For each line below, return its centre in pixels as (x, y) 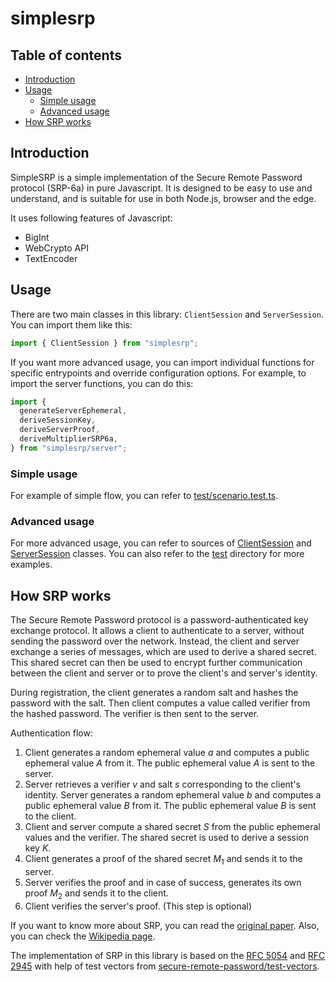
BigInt (37, 237)
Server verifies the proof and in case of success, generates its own (163, 882)
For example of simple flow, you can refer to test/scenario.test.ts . (144, 496)
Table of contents (66, 55)
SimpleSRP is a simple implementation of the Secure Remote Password (156, 177)
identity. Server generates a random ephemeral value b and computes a (173, 795)
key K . (38, 848)
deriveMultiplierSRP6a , (68, 439)
